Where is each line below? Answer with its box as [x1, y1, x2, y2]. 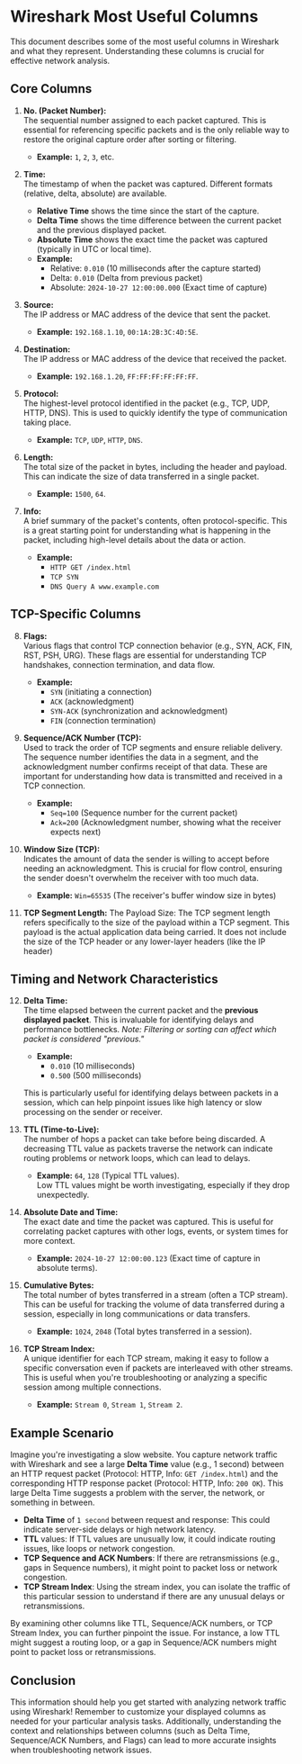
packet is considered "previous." [22, 1033, 145, 1045]
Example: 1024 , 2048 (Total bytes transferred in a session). [36, 1326, 253, 1337]
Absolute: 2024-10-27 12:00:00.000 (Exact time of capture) [49, 282, 268, 292]
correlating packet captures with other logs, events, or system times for [22, 1226, 289, 1237]
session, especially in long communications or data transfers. [22, 1309, 251, 1319]
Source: [22, 299, 54, 310]
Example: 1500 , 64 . [36, 488, 106, 499]
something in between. [10, 1497, 95, 1508]
